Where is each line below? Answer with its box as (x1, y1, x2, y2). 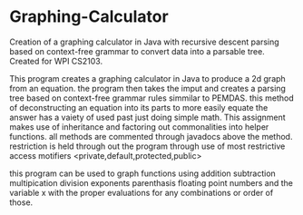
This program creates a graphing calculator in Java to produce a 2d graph (9, 73, 286, 83)
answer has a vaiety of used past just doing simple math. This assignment (9, 112, 286, 122)
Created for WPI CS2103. (9, 55, 103, 66)
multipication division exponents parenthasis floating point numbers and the (9, 177, 293, 188)
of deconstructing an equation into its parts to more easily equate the (9, 102, 269, 112)
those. (9, 197, 34, 208)
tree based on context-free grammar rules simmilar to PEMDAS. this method (9, 93, 294, 103)
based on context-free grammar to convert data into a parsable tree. (9, 45, 265, 56)
